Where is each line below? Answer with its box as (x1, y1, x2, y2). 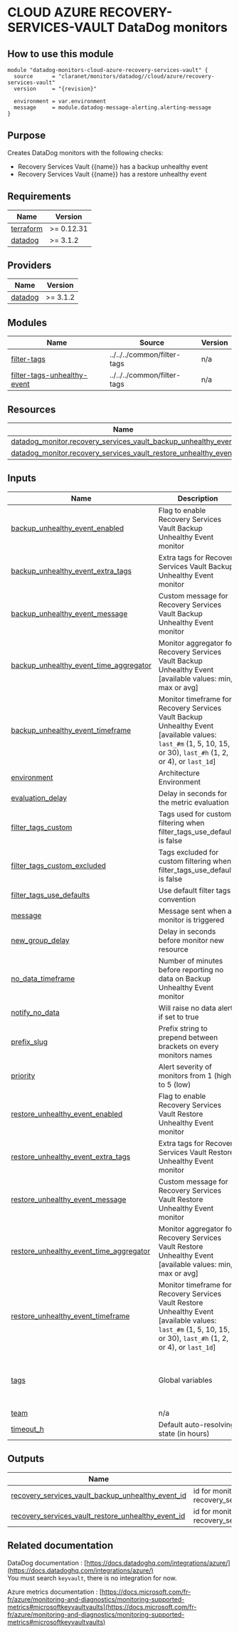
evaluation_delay (11, 793, 68, 803)
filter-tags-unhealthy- (11, 370, 88, 380)
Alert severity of (158, 1062, 212, 1072)
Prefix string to (158, 1023, 208, 1033)
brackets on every (158, 1041, 219, 1051)
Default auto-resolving (158, 1419, 235, 1429)
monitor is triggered (158, 914, 225, 924)
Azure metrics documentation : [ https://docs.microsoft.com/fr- (7, 1587, 191, 1596)
